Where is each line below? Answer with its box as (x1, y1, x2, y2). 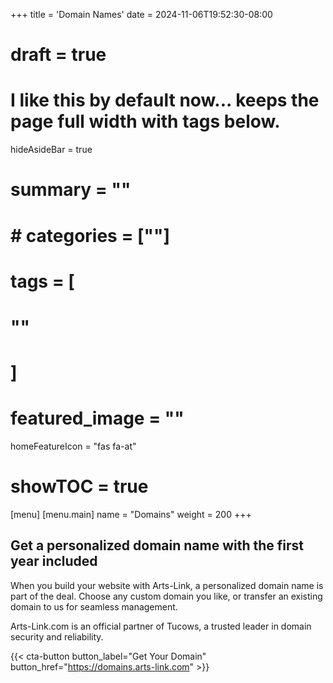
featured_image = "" (10, 407, 185, 430)
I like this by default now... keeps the (10, 89, 320, 112)
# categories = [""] (10, 224, 171, 247)
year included (10, 553, 98, 570)
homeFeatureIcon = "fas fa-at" (10, 440, 137, 452)
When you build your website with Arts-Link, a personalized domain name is (10, 579, 324, 591)
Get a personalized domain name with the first (10, 537, 304, 554)
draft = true (10, 44, 107, 66)
